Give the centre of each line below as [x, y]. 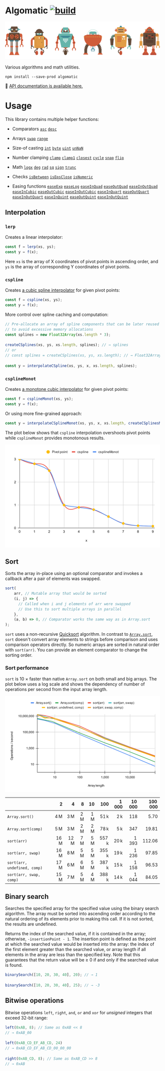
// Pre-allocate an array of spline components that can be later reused [82, 324]
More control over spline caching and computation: [57, 314]
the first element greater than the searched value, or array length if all [76, 950]
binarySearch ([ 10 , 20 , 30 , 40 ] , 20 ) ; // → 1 [51, 975]
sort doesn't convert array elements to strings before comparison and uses [82, 640]
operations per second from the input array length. [56, 689]
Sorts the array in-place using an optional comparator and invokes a [74, 574]
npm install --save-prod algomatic [41, 76]
